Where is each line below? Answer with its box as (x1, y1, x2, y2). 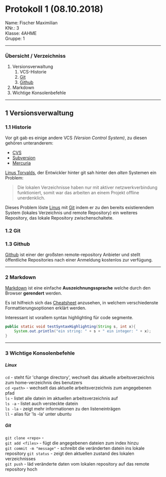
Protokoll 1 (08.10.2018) (5, 3, 104, 15)
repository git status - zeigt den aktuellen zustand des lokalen (5, 450, 134, 456)
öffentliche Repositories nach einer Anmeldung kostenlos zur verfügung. (5, 257, 153, 263)
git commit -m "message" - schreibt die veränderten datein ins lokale (5, 445, 145, 451)
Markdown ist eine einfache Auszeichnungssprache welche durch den (5, 285, 151, 291)
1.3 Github (5, 240, 31, 247)
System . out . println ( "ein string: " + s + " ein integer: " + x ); (14, 329, 152, 334)
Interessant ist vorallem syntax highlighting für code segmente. (5, 315, 133, 321)
